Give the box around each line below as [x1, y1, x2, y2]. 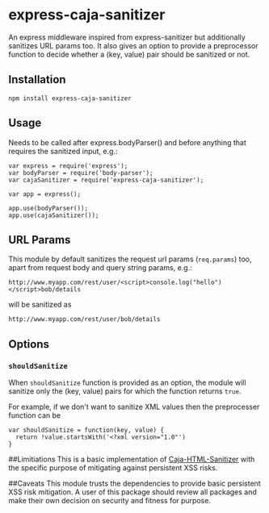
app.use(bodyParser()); [8, 204, 89, 212]
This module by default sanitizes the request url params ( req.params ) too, [8, 254, 252, 264]
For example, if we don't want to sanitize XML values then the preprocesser [8, 402, 260, 412]
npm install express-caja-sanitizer [8, 94, 132, 102]
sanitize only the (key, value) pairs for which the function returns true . [8, 386, 242, 396]
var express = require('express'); [8, 161, 128, 170]
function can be [8, 411, 61, 420]
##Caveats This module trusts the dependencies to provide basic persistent [8, 478, 261, 489]
